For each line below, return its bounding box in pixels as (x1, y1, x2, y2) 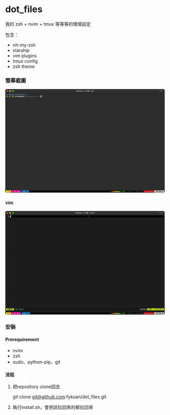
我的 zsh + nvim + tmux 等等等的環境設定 (5, 21, 91, 27)
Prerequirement (5, 336, 39, 343)
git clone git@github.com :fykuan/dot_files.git (12, 394, 107, 400)
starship (12, 47, 30, 53)
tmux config (12, 58, 38, 64)
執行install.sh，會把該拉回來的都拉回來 (12, 404, 94, 410)
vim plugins (12, 52, 37, 59)
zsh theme (12, 63, 35, 69)
